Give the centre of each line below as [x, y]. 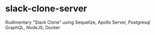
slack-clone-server [46, 9]
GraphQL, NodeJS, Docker [33, 27]
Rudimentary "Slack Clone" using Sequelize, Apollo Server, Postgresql [78, 22]
